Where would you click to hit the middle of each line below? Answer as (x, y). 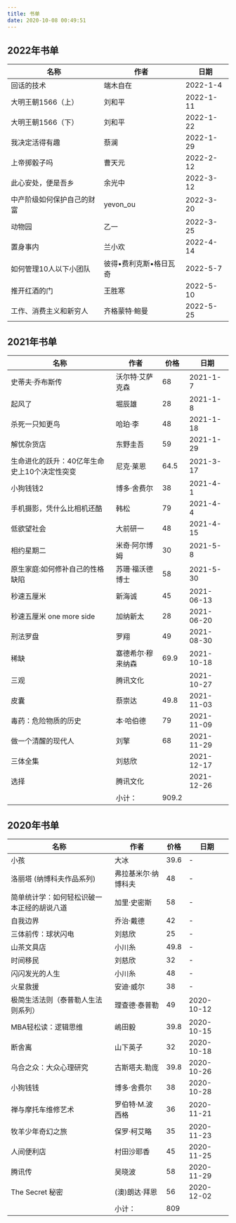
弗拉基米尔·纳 (137, 873)
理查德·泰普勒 (137, 1005)
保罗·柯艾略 (133, 1131)
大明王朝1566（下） (45, 122)
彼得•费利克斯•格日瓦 (139, 264)
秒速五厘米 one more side (53, 616)
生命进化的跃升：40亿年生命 (58, 461)
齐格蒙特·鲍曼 (126, 311)
